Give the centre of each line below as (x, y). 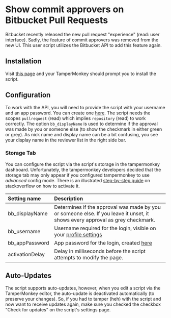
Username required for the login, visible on (105, 228)
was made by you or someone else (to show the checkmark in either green (84, 129)
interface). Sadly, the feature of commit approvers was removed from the (82, 40)
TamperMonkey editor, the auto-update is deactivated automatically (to (80, 293)
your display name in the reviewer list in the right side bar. (66, 140)
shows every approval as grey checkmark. (105, 219)
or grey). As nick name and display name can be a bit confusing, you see (82, 134)
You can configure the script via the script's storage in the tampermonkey (83, 164)
